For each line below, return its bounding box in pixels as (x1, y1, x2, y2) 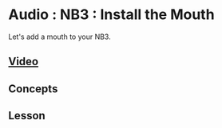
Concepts (8, 82, 58, 95)
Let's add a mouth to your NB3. (8, 32, 111, 41)
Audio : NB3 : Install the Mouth (8, 6, 215, 24)
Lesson (8, 109, 46, 122)
